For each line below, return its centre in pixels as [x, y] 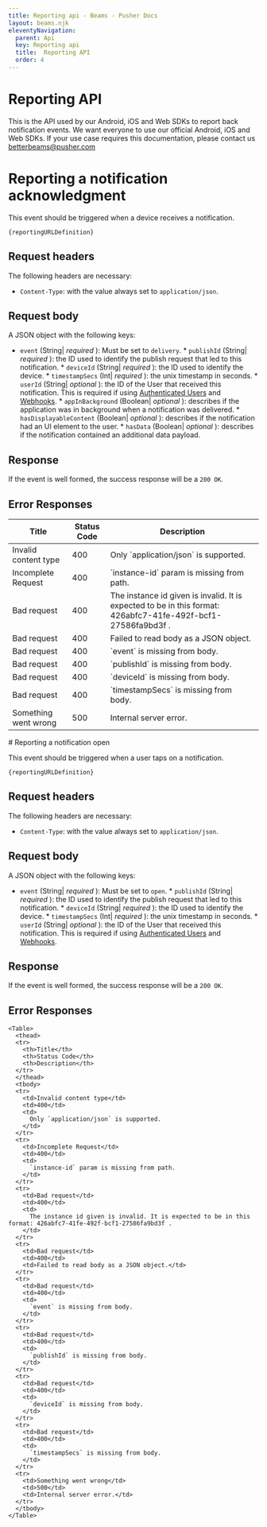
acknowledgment [67, 196]
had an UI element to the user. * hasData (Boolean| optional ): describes [137, 427]
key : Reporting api [48, 45]
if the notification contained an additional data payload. [110, 435]
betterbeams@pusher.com [52, 146]
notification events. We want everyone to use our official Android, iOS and [129, 130]
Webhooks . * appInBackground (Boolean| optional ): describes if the [130, 401]
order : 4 [30, 60]
